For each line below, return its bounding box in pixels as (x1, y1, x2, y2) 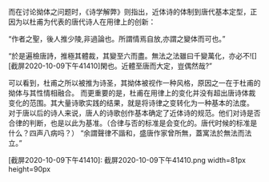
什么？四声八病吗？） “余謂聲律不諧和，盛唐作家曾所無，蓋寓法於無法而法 (8, 128, 252, 138)
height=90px (8, 164, 50, 174)
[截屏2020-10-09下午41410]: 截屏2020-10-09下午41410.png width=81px (8, 156, 247, 164)
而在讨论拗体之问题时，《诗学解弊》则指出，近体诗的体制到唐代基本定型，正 (8, 7, 258, 16)
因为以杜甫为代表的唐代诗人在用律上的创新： (8, 17, 156, 26)
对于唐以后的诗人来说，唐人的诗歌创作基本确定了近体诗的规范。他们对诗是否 (8, 108, 261, 118)
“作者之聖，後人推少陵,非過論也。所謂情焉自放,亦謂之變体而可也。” (8, 34, 226, 43)
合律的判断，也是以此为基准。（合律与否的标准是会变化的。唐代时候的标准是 (8, 119, 258, 127)
